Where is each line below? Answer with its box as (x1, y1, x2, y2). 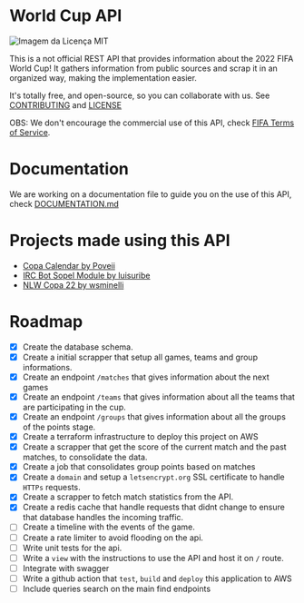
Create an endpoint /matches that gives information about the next (22, 371, 270, 382)
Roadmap (9, 311, 83, 331)
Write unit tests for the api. (22, 542, 123, 553)
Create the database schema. (22, 341, 133, 352)
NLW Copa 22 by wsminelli (22, 279, 124, 291)
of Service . (9, 126, 51, 137)
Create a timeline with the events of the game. (22, 521, 195, 532)
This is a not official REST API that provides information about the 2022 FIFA (9, 53, 294, 64)
